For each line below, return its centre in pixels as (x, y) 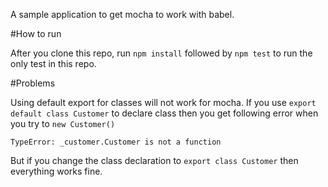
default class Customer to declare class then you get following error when (164, 113)
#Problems (33, 83)
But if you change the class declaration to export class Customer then (154, 160)
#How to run (36, 33)
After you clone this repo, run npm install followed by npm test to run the (161, 53)
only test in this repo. (53, 63)
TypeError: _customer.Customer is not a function (116, 142)
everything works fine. (56, 171)
